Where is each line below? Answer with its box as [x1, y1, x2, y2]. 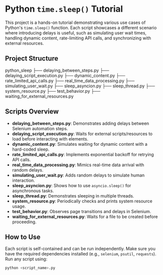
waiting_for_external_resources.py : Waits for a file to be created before [12, 214, 158, 219]
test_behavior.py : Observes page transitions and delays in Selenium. [12, 208, 151, 214]
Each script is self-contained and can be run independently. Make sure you [5, 246, 156, 252]
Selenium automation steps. [12, 125, 68, 131]
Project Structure [5, 55, 58, 63]
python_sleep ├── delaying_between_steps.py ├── [5, 67, 109, 73]
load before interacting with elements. [12, 136, 89, 142]
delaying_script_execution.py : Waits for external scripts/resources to [12, 131, 153, 137]
